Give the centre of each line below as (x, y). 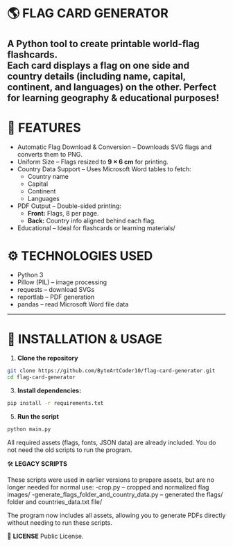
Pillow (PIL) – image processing (62, 282)
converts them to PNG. (50, 154)
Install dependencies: (49, 391)
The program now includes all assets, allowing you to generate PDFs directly (116, 515)
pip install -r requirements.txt (55, 403)
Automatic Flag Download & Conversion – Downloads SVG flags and (114, 147)
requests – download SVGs (56, 290)
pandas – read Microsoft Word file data (73, 304)
